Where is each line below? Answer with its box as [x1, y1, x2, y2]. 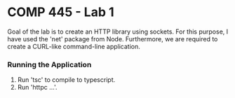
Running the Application [7, 59, 92, 69]
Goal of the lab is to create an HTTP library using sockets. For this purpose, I [7, 27, 229, 36]
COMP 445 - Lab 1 [7, 4, 114, 20]
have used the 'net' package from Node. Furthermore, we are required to [7, 34, 218, 43]
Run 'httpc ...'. [17, 83, 58, 92]
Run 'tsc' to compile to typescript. [17, 76, 116, 84]
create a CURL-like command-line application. [7, 42, 140, 50]
